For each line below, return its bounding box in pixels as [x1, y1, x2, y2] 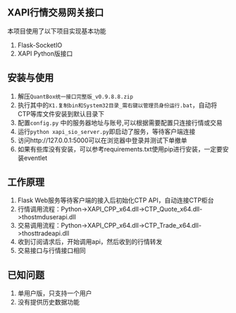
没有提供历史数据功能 [17, 298, 80, 307]
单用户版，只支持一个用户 [17, 289, 92, 297]
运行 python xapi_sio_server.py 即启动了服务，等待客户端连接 [17, 127, 196, 135]
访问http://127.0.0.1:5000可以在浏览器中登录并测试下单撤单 [17, 136, 187, 145]
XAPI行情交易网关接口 [7, 6, 104, 19]
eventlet [23, 154, 48, 162]
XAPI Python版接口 [17, 49, 73, 58]
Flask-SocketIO [17, 41, 63, 49]
